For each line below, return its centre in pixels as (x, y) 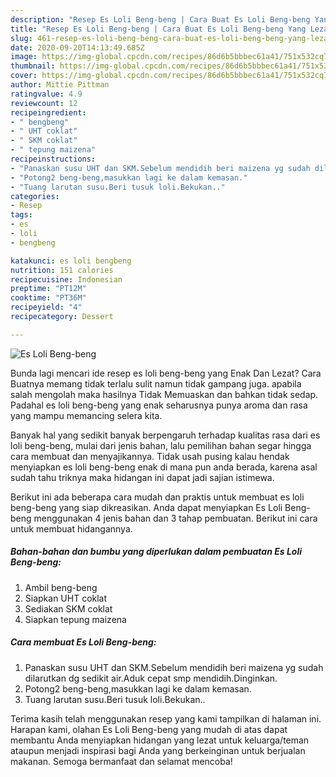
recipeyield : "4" (46, 307)
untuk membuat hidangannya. (71, 528)
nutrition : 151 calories (62, 270)
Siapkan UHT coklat (66, 598)
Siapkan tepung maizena (75, 619)
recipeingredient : (48, 112)
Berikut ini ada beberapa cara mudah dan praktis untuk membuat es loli (157, 497)
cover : (24, 76)
